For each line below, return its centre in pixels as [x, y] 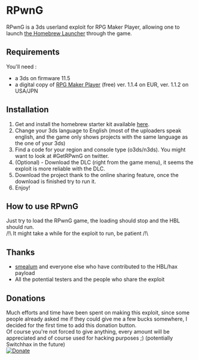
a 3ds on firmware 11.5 [42, 78]
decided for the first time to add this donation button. [71, 325]
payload [25, 273]
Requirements [33, 52]
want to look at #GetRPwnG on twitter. [62, 155]
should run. [20, 227]
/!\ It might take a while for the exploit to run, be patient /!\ [77, 233]
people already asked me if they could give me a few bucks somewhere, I [97, 319]
